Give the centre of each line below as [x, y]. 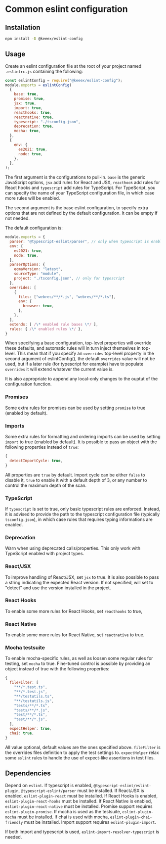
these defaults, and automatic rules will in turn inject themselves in [73, 348]
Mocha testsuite [25, 648]
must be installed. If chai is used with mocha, [63, 817]
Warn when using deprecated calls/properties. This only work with [73, 548]
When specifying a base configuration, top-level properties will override [78, 343]
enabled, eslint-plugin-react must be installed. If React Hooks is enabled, [82, 796]
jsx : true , [25, 103]
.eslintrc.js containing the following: [44, 71]
